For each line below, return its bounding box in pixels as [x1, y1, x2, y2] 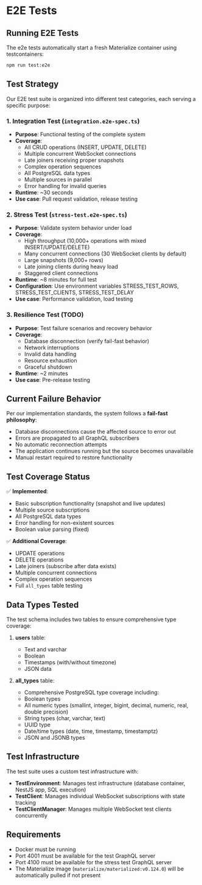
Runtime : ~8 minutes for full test [15, 276, 97, 283]
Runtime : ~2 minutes [15, 369, 68, 377]
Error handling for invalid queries [24, 182, 106, 189]
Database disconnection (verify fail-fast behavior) [24, 337, 150, 344]
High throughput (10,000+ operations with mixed [24, 237, 147, 245]
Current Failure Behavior [6, 394, 102, 404]
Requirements [6, 830, 61, 840]
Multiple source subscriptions [15, 506, 90, 514]
